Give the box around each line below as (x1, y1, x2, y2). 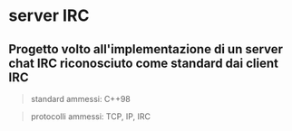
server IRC (8, 5, 90, 26)
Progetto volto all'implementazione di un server (8, 42, 283, 57)
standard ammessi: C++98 (30, 94, 131, 104)
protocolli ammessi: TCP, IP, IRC (30, 111, 151, 122)
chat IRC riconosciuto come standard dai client (8, 55, 278, 70)
